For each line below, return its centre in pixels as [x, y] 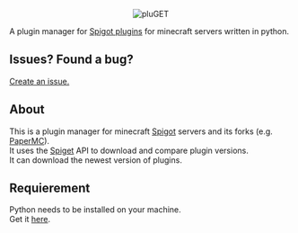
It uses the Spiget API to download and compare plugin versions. [129, 150]
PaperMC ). [30, 140]
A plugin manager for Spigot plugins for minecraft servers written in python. [149, 31]
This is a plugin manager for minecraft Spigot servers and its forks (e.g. [141, 131]
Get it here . [30, 220]
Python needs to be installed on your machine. [95, 210]
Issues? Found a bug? [71, 60]
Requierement [50, 188]
